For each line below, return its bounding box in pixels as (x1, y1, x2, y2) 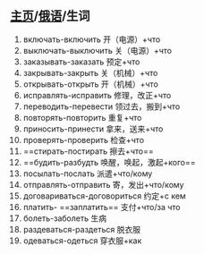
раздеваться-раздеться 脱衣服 (22, 224, 141, 234)
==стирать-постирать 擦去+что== (22, 146, 155, 157)
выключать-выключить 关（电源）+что (22, 45, 173, 55)
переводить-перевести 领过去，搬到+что (22, 101, 181, 112)
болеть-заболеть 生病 (22, 213, 106, 224)
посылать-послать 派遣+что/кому (22, 168, 153, 179)
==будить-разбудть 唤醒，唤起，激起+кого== (22, 157, 196, 167)
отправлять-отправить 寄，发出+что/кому (22, 179, 184, 190)
